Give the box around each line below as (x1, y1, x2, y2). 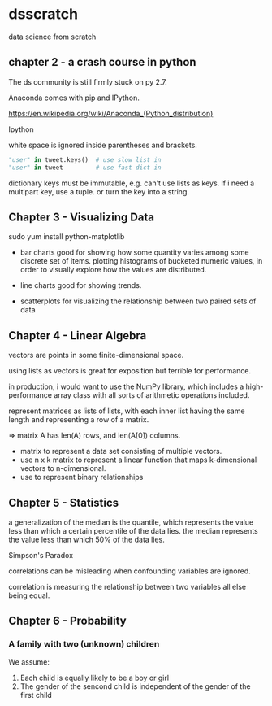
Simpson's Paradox (8, 550, 74, 560)
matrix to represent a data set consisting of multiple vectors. (19, 447, 222, 456)
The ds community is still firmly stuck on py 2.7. (8, 76, 168, 86)
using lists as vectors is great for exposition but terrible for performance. (8, 366, 252, 376)
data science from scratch (8, 32, 97, 41)
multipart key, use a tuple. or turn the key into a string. (8, 186, 189, 196)
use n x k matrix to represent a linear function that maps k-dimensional (19, 455, 257, 464)
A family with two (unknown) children (8, 638, 160, 650)
